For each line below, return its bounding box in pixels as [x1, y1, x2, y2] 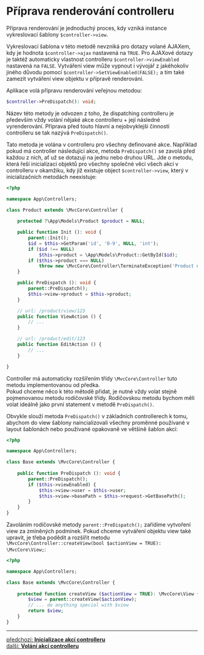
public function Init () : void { [17, 229, 102, 236]
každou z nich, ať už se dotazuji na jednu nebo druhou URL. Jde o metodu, [6, 153, 194, 161]
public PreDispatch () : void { [17, 280, 97, 286]
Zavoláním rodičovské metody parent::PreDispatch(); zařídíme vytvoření [6, 521, 191, 528]
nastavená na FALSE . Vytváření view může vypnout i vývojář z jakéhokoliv [6, 62, 189, 69]
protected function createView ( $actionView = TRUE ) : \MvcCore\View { [17, 590, 200, 597]
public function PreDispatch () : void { [17, 471, 121, 477]
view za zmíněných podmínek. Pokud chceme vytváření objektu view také [6, 528, 191, 535]
